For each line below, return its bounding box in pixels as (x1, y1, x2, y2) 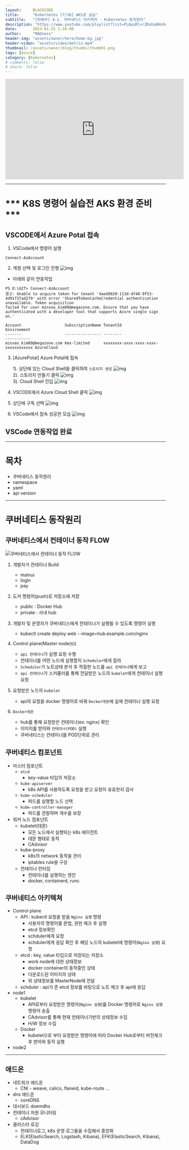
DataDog (20, 1139, 39, 1145)
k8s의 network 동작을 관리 (28, 853, 82, 859)
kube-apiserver (20, 781, 52, 786)
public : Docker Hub (20, 603, 63, 609)
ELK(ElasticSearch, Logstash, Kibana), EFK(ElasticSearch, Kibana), (20, 1134, 160, 1140)
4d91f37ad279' (5, 296, 36, 301)
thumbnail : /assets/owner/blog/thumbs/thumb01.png (5, 45, 115, 51)
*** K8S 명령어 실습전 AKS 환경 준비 (5, 198, 152, 209)
